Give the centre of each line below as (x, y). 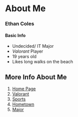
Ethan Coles (20, 24)
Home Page (24, 89)
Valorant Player (28, 51)
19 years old (24, 57)
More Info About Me (36, 77)
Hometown (23, 104)
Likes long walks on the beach (42, 62)
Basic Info (15, 35)
